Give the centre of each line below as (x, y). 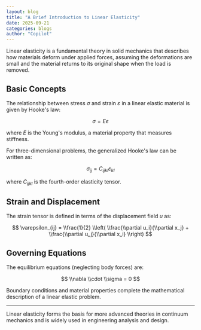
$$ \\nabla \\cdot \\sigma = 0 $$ (100, 279)
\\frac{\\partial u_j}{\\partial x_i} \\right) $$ (100, 234)
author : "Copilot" (29, 34)
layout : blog (22, 12)
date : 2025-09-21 (28, 23)
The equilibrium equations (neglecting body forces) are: (75, 267)
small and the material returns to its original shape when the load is (89, 64)
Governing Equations (46, 253)
